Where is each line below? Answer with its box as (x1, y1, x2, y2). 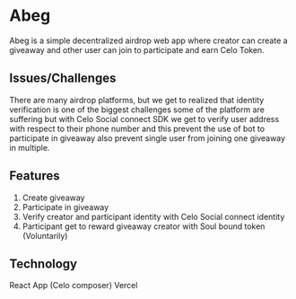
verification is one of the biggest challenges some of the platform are (9, 104, 265, 115)
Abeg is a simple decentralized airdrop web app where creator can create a (9, 35, 289, 46)
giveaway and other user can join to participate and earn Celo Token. (9, 44, 265, 55)
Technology (9, 256, 78, 271)
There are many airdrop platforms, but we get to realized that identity (9, 94, 265, 105)
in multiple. (9, 142, 50, 153)
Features (9, 168, 60, 184)
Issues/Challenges (9, 71, 117, 86)
